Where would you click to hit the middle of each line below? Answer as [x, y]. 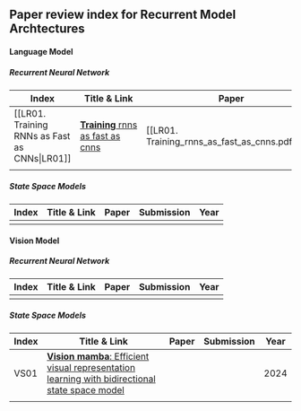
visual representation [91, 368]
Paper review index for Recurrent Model [123, 15]
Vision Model [34, 240]
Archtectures [47, 29]
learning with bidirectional [102, 379]
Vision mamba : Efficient [98, 356]
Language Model [41, 51]
